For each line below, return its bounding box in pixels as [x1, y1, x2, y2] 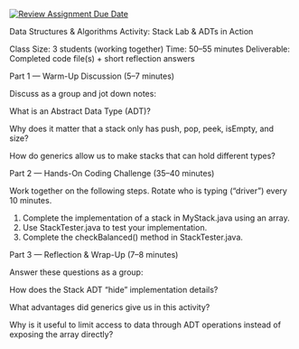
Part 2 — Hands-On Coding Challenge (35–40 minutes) [9, 168, 215, 178]
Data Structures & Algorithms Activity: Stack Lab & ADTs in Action [9, 26, 254, 36]
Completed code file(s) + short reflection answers [9, 53, 196, 63]
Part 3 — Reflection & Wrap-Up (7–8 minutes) [9, 250, 179, 259]
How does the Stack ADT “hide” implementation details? [9, 285, 219, 295]
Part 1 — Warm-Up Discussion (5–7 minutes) [9, 71, 174, 81]
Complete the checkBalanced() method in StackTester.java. [22, 231, 244, 242]
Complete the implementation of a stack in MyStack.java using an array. [22, 212, 291, 223]
